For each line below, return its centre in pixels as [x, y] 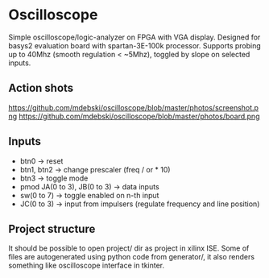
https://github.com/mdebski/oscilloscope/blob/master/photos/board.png [139, 116]
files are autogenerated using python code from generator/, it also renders [132, 257]
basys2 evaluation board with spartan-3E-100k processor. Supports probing [135, 45]
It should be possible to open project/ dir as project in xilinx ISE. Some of [129, 248]
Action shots [41, 88]
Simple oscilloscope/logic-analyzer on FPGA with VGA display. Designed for [134, 37]
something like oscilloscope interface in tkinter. [87, 266]
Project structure [52, 228]
